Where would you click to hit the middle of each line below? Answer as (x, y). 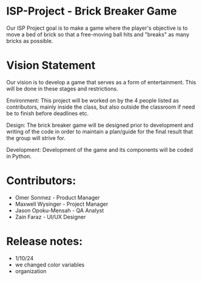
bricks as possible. (30, 41)
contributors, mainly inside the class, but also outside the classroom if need (101, 107)
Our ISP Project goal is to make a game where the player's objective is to (97, 28)
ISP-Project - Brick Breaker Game (92, 11)
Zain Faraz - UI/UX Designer (50, 217)
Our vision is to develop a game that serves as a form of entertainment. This (101, 82)
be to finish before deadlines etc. (48, 113)
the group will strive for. (36, 138)
